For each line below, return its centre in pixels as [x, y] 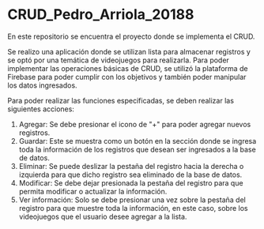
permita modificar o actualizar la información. [93, 191]
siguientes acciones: [41, 109]
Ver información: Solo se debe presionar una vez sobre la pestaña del [132, 200]
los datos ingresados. [42, 85]
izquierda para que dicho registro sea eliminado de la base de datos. [130, 175]
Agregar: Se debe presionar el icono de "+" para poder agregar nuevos [135, 124]
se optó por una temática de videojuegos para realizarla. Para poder [119, 60]
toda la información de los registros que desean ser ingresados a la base [137, 149]
